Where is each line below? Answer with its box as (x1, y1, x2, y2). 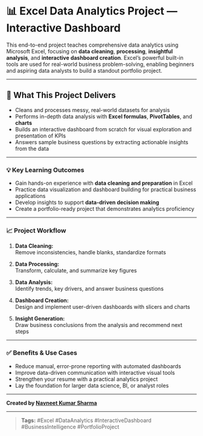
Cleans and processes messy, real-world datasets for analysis (14, 106, 170, 113)
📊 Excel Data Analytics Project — (6, 4, 178, 18)
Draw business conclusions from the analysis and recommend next (14, 322, 182, 329)
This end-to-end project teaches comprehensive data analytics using (6, 41, 179, 48)
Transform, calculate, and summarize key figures (14, 267, 137, 274)
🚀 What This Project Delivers (6, 90, 116, 101)
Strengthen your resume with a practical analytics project (14, 375, 158, 383)
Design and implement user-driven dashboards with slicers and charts (14, 303, 190, 311)
